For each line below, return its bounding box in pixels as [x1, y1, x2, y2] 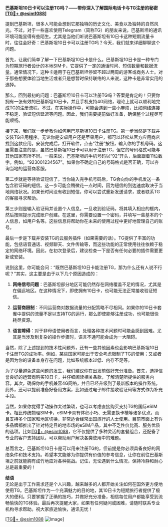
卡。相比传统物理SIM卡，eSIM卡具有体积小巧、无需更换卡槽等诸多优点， [5, 410, 155, 415]
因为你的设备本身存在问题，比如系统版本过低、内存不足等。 [9, 357, 132, 363]
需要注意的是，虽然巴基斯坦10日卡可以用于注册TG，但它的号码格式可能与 [9, 147, 160, 152]
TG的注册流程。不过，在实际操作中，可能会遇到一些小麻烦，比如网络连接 [9, 105, 160, 111]
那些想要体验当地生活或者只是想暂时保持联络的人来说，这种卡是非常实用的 [9, 75, 163, 81]
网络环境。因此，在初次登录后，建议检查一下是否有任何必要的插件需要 [13, 247, 158, 253]
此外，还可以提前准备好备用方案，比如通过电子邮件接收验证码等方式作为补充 [5, 387, 163, 392]
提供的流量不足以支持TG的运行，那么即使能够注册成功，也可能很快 [21, 311, 159, 317]
